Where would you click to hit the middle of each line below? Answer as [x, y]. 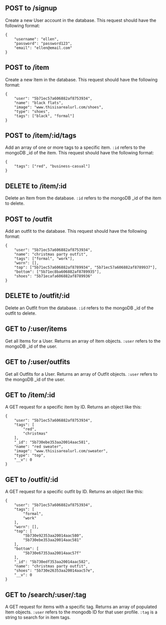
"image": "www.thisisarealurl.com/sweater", [61, 451]
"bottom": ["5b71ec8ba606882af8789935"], [58, 272]
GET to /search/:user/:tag [46, 595]
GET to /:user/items [36, 329]
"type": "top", [30, 456]
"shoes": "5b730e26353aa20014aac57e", [54, 571]
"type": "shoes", [32, 111]
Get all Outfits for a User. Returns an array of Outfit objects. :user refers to [82, 374]
